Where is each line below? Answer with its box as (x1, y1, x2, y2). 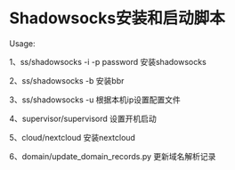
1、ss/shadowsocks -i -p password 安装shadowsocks (9, 56, 207, 67)
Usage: (9, 37, 36, 49)
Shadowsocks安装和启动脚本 (9, 8, 225, 28)
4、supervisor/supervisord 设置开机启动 (9, 113, 158, 124)
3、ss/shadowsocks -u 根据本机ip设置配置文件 (9, 94, 181, 105)
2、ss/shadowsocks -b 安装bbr (9, 75, 125, 85)
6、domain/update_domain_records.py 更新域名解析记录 (9, 150, 216, 161)
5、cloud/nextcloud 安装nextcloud (9, 132, 136, 142)
